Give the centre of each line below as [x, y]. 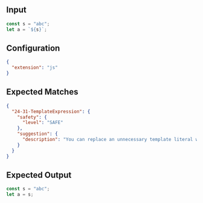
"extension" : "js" [35, 68]
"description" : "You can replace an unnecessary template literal [108, 140]
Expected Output [39, 175]
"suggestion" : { [38, 134]
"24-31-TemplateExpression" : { [51, 111]
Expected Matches [42, 92]
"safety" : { [32, 117]
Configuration [33, 48]
